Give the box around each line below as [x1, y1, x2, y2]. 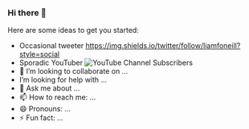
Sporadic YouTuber [18, 58, 84, 67]
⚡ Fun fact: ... [18, 113, 63, 123]
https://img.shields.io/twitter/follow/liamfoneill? [85, 41, 241, 50]
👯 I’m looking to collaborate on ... [18, 67, 129, 76]
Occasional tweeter [18, 41, 84, 50]
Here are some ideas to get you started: [7, 26, 140, 35]
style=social [18, 50, 60, 59]
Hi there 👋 [7, 7, 47, 18]
